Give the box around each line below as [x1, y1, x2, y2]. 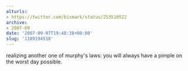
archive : [6, 19, 28, 25]
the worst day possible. [6, 58, 63, 65]
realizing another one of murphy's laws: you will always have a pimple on [6, 52, 183, 59]
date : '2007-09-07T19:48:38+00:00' [6, 31, 93, 36]
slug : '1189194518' [6, 36, 54, 42]
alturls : [6, 8, 28, 15]
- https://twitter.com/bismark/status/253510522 [6, 14, 127, 20]
